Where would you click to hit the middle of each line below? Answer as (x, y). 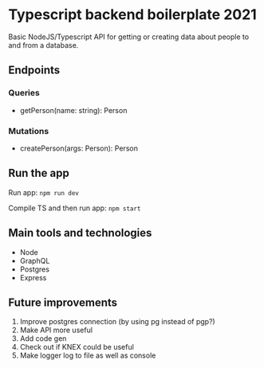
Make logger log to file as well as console (88, 355)
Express (33, 277)
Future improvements (63, 302)
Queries (24, 93)
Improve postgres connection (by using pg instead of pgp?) (117, 322)
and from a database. (43, 45)
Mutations (29, 131)
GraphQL (35, 260)
